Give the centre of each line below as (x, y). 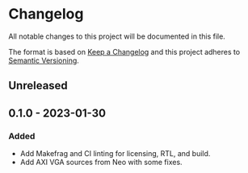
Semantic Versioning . (44, 60)
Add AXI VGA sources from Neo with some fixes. (101, 163)
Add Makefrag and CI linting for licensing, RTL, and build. (115, 154)
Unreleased (38, 86)
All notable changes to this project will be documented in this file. (117, 36)
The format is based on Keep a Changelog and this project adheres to (124, 51)
